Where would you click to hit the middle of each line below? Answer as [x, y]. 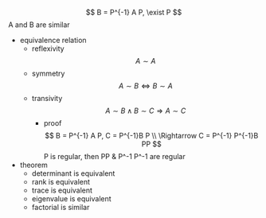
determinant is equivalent [73, 173]
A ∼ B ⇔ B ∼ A [145, 86]
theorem [33, 165]
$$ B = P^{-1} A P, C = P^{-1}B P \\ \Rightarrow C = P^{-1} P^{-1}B [152, 136]
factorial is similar [61, 207]
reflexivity [48, 49]
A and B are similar [39, 25]
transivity [47, 98]
